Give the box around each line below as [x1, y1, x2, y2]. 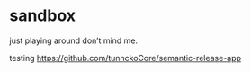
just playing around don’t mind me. [9, 35, 138, 46]
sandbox [9, 5, 76, 26]
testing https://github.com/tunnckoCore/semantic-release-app [9, 52, 241, 63]
